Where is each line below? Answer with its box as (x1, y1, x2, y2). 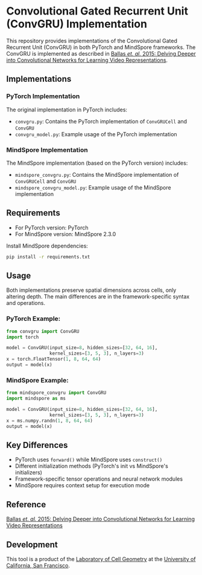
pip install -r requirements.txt (6, 254, 90, 260)
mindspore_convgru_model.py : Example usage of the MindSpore (14, 183, 171, 191)
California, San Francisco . (6, 562, 71, 569)
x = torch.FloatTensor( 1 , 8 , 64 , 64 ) (6, 356, 101, 363)
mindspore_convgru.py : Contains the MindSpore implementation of (14, 171, 179, 178)
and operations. (6, 300, 45, 307)
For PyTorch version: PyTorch (14, 224, 89, 231)
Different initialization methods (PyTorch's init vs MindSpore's (14, 462, 169, 470)
